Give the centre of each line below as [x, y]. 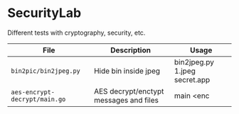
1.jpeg [185, 71]
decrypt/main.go [38, 99]
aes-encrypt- [33, 92]
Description [131, 50]
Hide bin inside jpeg [127, 71]
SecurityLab [44, 13]
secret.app [192, 79]
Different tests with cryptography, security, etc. [76, 33]
